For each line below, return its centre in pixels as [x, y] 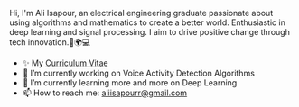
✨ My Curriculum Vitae [65, 63]
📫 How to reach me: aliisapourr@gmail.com [105, 93]
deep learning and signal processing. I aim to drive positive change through [150, 32]
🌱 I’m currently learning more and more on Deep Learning [130, 83]
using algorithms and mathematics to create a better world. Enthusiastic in [148, 22]
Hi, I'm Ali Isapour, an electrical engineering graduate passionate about [141, 13]
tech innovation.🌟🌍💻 [50, 42]
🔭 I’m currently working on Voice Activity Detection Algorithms [139, 73]
